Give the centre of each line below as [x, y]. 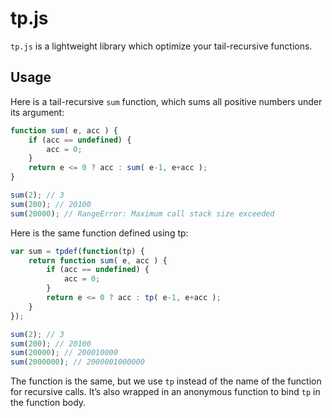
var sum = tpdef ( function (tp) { [77, 251]
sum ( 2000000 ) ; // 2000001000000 [77, 362]
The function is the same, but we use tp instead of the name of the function [166, 381]
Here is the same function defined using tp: [99, 233]
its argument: [37, 112]
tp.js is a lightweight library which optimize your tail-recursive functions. [161, 46]
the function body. [48, 403]
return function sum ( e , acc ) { [98, 260]
